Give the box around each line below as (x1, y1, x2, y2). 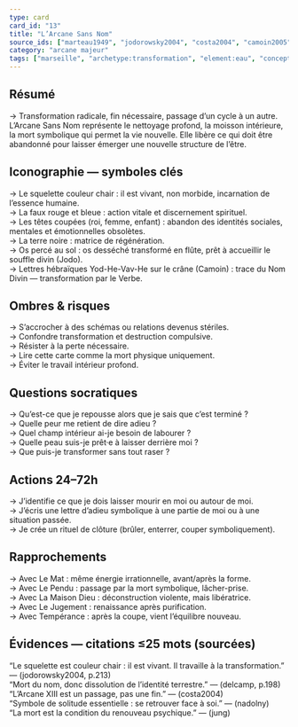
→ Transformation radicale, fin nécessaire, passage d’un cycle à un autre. (9, 110, 278, 121)
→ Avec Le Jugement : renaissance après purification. (9, 601, 207, 612)
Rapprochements (9, 550, 107, 565)
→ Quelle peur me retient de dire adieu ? (9, 418, 157, 429)
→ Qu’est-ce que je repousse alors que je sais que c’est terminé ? (9, 409, 248, 419)
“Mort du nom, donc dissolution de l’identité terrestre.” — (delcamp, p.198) (9, 679, 281, 690)
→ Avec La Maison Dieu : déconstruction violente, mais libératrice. (9, 591, 251, 603)
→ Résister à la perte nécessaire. (9, 340, 129, 351)
